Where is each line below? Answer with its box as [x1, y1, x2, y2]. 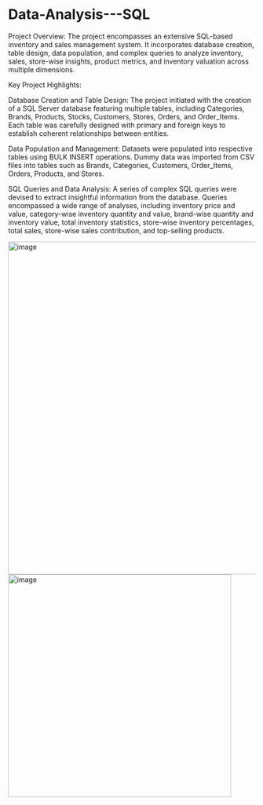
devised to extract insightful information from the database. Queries [8, 192, 228, 202]
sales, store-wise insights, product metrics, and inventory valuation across [8, 57, 250, 66]
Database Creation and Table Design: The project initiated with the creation [8, 95, 251, 104]
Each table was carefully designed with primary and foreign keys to [8, 120, 226, 130]
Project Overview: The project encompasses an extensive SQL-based [8, 31, 233, 41]
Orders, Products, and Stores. [8, 169, 104, 178]
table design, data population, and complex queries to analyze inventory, [8, 48, 243, 57]
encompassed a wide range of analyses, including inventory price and [8, 200, 236, 210]
